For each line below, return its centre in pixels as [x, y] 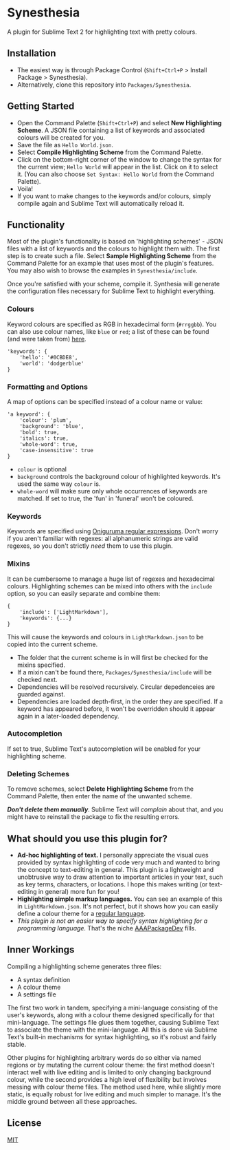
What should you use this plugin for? [88, 839]
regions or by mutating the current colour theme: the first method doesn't [111, 1065]
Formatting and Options [47, 387]
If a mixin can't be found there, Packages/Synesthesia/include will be [114, 672]
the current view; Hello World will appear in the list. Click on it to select [117, 167]
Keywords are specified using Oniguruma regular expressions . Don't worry [113, 531]
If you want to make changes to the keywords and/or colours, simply [114, 196]
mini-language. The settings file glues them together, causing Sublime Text [113, 1022]
